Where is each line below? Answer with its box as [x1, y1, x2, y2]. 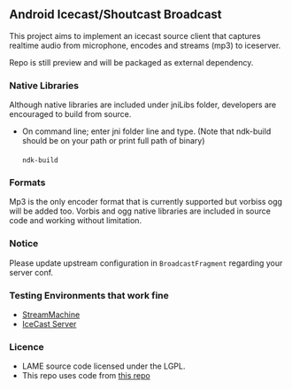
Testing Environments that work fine [9, 289, 170, 301]
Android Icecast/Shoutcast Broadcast [9, 7, 223, 22]
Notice [9, 237, 39, 250]
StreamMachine [21, 309, 81, 320]
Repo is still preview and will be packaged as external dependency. [9, 57, 254, 67]
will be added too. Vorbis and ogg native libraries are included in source [9, 206, 272, 216]
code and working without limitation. [9, 215, 142, 226]
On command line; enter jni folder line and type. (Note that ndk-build [21, 126, 272, 136]
